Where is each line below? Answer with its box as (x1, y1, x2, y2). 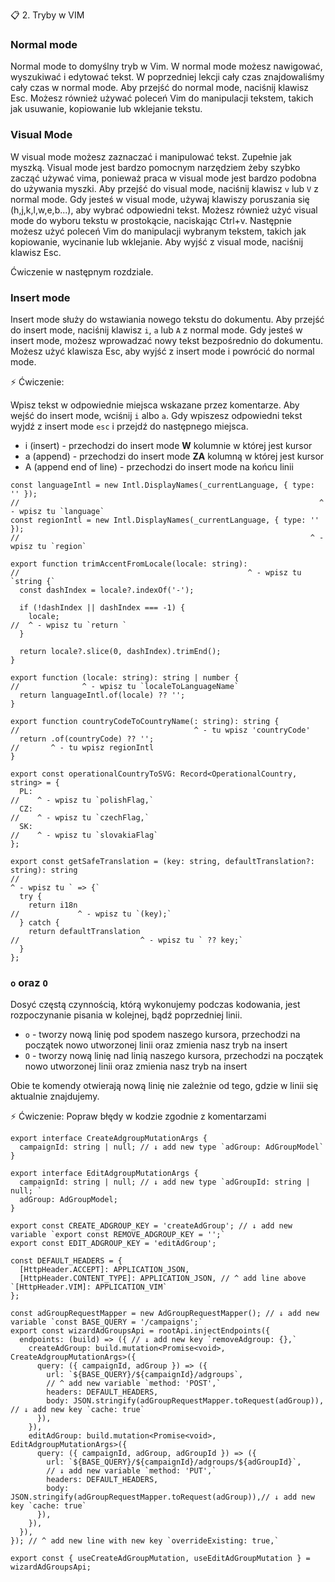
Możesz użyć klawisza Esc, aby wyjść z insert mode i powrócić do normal (10, 345, 315, 357)
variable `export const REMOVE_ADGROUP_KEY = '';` (10, 1230, 226, 1240)
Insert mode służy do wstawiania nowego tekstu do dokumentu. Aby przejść (10, 313, 325, 325)
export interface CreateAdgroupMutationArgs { (10, 1134, 208, 1144)
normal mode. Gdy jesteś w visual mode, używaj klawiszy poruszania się (10, 193, 310, 205)
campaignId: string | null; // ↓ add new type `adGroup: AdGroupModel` (19, 1142, 325, 1153)
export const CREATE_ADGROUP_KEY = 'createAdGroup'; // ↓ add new (10, 1221, 293, 1231)
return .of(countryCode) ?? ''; (19, 734, 155, 744)
